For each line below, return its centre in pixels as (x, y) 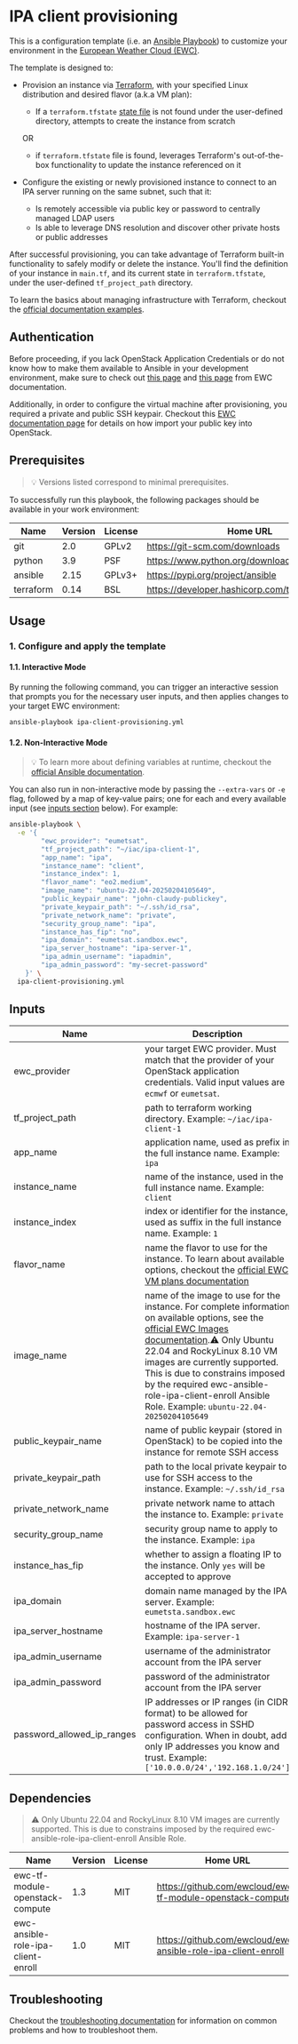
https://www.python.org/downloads (220, 560)
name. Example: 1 (181, 1234)
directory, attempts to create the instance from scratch (135, 121)
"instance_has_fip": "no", (91, 932)
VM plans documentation (197, 1281)
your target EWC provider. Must (211, 1049)
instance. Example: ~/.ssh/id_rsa (215, 1489)
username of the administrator (208, 1651)
